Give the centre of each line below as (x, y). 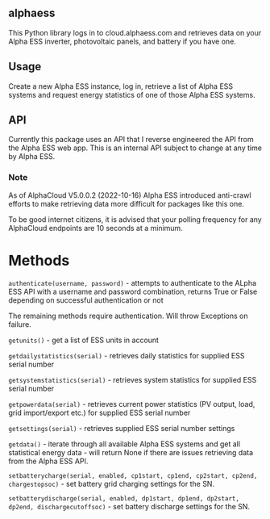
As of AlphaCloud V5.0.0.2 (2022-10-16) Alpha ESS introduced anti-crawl (130, 195)
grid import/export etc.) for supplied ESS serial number (100, 412)
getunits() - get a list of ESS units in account (84, 340)
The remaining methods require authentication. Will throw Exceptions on (128, 316)
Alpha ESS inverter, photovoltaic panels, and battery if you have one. (122, 41)
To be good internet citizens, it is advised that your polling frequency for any (135, 219)
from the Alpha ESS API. (48, 461)
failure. (20, 324)
